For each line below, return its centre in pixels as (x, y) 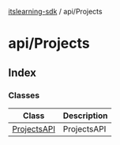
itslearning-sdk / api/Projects (55, 11)
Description (85, 116)
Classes (24, 95)
